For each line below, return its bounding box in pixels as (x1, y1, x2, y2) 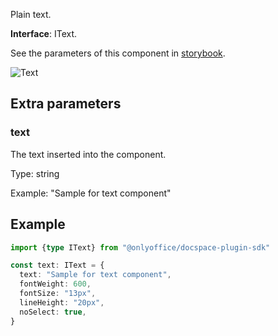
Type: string (10, 167, 60, 179)
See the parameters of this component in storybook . (10, 47, 226, 59)
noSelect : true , (19, 307, 87, 317)
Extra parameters (10, 95, 122, 113)
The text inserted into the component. (10, 148, 167, 160)
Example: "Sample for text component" (10, 187, 172, 199)
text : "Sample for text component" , (19, 270, 172, 280)
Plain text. (10, 9, 52, 20)
